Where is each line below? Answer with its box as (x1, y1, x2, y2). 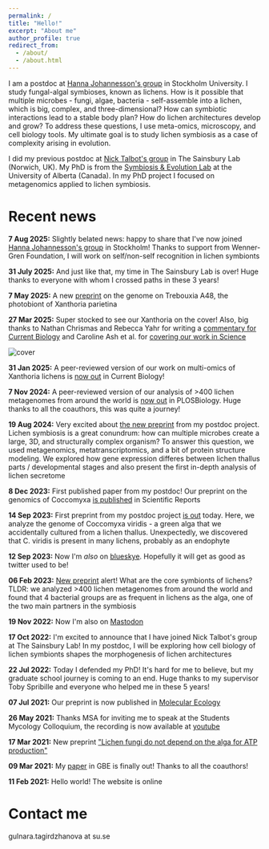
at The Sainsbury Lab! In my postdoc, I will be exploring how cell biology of (8, 640, 256, 650)
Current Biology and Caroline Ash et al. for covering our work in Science (8, 331, 247, 341)
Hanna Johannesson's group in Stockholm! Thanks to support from (8, 242, 231, 252)
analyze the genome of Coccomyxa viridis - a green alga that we (8, 518, 222, 528)
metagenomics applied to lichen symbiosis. (8, 179, 151, 189)
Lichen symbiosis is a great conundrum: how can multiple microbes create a (8, 428, 260, 437)
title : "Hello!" (8, 19, 62, 27)
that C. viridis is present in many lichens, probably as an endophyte (8, 535, 231, 546)
